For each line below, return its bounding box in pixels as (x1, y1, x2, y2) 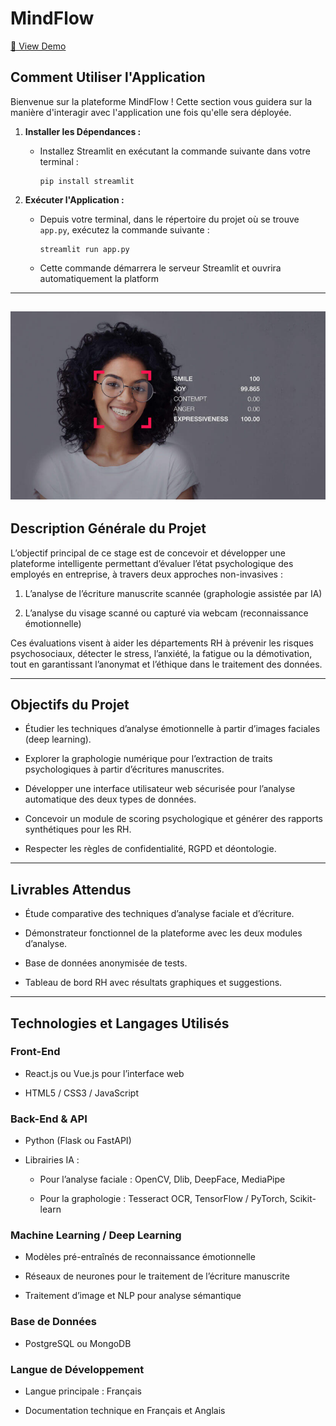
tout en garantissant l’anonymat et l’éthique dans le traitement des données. (10, 658, 323, 670)
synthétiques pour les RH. (24, 823, 132, 836)
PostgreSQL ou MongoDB (24, 1337, 132, 1349)
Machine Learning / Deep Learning (10, 1228, 182, 1242)
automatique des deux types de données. (24, 793, 197, 806)
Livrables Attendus (10, 881, 132, 898)
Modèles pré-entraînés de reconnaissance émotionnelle (24, 1251, 256, 1263)
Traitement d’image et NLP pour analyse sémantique (24, 1290, 242, 1302)
